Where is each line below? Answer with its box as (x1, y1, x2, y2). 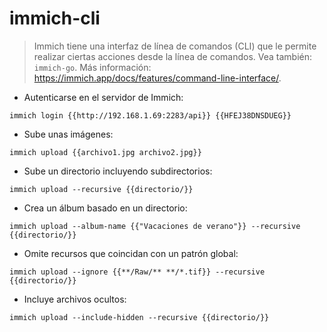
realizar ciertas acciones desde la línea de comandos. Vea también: (33, 50, 313, 62)
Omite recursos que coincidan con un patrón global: (23, 247, 239, 259)
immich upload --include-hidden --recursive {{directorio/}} (9, 312, 270, 322)
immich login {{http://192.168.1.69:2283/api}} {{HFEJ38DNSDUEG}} (9, 110, 292, 121)
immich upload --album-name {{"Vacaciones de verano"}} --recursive (9, 221, 301, 231)
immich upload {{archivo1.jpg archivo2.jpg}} (9, 147, 202, 157)
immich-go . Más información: (33, 61, 152, 73)
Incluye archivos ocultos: (23, 293, 127, 305)
